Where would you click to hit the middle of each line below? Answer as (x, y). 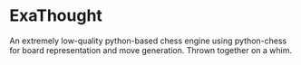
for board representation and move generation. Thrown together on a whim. (151, 50)
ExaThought (56, 16)
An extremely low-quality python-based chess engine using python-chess (148, 41)
